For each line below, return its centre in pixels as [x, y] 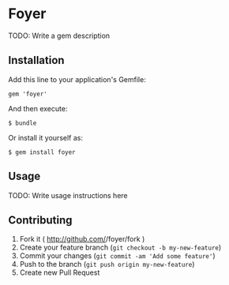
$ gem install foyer [42, 152]
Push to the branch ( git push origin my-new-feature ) [107, 264]
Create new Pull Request [60, 272]
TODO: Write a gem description [59, 36]
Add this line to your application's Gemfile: [77, 79]
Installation [36, 60]
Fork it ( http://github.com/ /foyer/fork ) [82, 239]
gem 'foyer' [28, 94]
